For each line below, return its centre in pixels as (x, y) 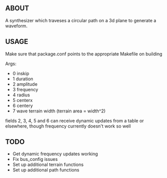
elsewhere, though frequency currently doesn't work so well (68, 126)
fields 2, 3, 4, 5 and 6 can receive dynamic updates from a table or (75, 121)
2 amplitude (25, 84)
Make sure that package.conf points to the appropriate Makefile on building (84, 54)
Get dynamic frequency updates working (55, 154)
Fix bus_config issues (35, 159)
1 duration (23, 79)
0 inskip (21, 73)
